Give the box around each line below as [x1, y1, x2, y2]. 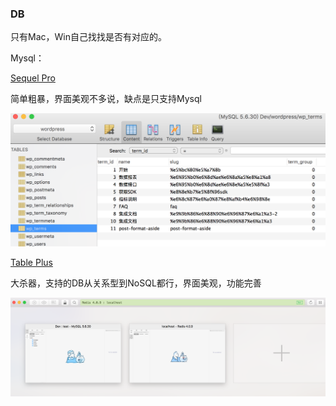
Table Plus [10, 257, 53, 269]
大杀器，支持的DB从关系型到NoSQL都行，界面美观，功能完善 [10, 277, 262, 289]
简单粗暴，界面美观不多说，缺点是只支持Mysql [10, 93, 202, 105]
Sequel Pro [10, 72, 56, 84]
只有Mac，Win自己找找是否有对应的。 [10, 31, 167, 43]
